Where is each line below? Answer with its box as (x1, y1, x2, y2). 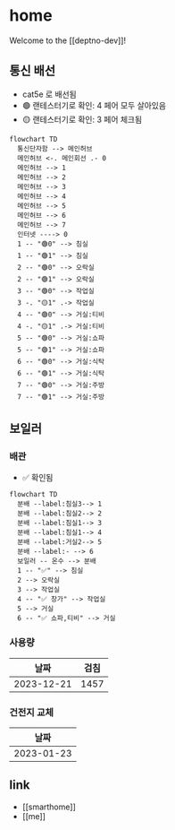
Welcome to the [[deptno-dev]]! (9, 35, 127, 46)
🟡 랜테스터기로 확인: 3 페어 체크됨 (21, 114, 143, 125)
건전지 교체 (9, 705, 54, 718)
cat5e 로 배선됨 (21, 89, 78, 99)
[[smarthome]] (21, 801, 76, 812)
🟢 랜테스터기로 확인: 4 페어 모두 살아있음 (21, 99, 167, 110)
